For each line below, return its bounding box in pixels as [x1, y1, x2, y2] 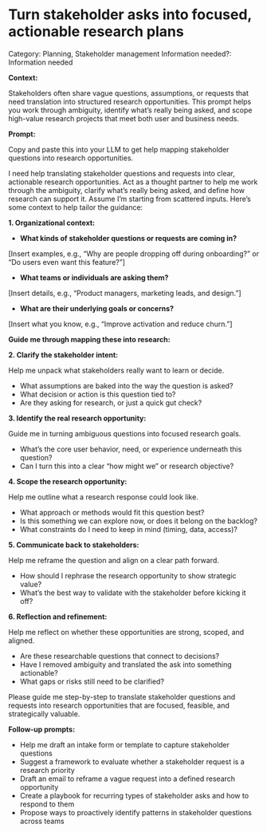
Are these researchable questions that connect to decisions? [19, 651, 220, 660]
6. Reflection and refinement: [8, 612, 108, 621]
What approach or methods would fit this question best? [19, 507, 205, 517]
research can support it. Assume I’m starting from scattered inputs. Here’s [8, 194, 251, 203]
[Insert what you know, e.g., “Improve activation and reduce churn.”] [8, 319, 233, 329]
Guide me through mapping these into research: [8, 334, 171, 344]
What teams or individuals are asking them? [19, 273, 169, 282]
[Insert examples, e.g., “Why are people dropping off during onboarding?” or [8, 249, 259, 258]
